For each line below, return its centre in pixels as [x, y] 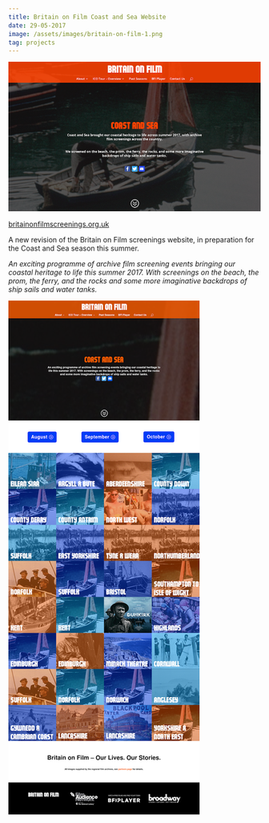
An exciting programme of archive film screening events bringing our [122, 264]
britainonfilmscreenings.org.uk [59, 224]
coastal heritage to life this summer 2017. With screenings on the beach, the [134, 272]
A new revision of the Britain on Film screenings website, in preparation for [131, 240]
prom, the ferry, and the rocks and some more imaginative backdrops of [128, 281]
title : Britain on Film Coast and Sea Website [87, 17]
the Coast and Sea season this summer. [74, 248]
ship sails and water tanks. [53, 290]
